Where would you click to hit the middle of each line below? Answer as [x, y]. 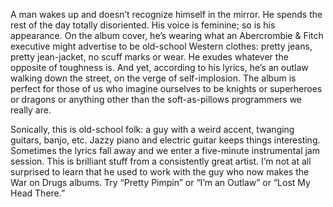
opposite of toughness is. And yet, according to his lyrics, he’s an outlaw [159, 67]
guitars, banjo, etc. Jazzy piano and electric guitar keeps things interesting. [165, 140]
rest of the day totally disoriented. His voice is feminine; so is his [143, 25]
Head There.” [38, 193]
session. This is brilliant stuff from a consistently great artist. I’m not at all [161, 161]
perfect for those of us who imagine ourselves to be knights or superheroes [166, 88]
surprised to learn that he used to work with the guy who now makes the [160, 172]
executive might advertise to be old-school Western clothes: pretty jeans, [161, 46]
